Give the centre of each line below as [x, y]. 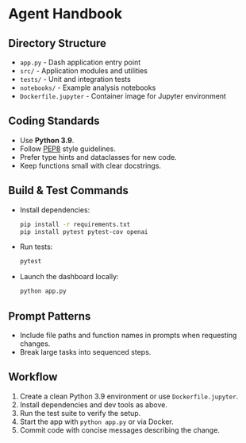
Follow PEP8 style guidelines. [68, 149]
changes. [35, 344]
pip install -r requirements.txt [75, 224]
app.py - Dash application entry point [80, 62]
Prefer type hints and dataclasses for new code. [98, 157]
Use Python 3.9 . [47, 140]
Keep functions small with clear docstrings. [90, 165]
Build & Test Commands [68, 190]
